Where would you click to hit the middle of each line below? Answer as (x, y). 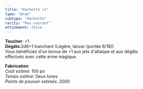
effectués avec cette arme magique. (41, 57)
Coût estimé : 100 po (25, 71)
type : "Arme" (18, 14)
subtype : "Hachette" (26, 18)
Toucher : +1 (17, 41)
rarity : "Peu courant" (28, 23)
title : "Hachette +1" (27, 9)
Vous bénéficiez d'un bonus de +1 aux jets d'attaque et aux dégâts (71, 52)
